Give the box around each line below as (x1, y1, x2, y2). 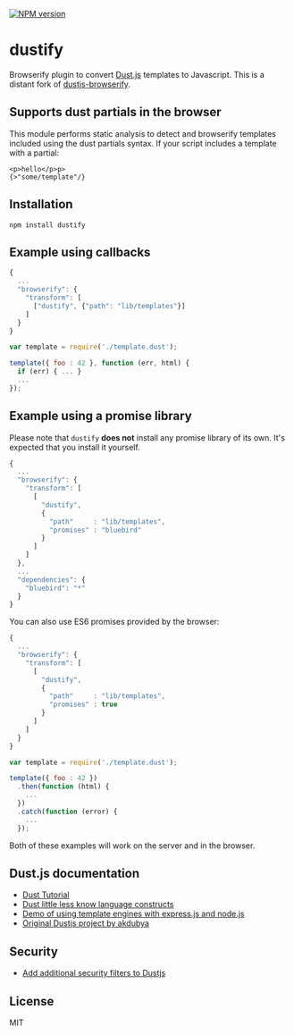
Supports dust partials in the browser (9, 105, 222, 120)
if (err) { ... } (17, 367, 82, 376)
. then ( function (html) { (17, 782, 110, 791)
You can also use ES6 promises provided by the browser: (9, 617, 220, 627)
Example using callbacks (9, 244, 151, 259)
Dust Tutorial (21, 889, 70, 900)
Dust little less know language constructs (21, 899, 174, 910)
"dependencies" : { (17, 575, 87, 585)
